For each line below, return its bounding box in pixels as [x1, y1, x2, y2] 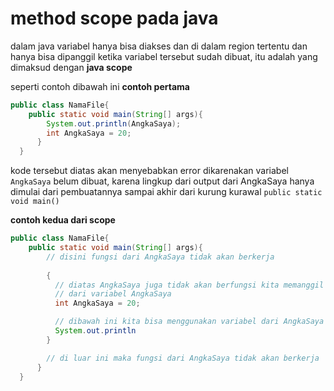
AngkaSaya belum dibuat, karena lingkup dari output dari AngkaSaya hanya [10, 175, 315, 187]
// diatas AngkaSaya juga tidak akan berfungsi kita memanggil [54, 280, 325, 290]
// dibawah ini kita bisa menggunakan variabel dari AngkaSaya [54, 317, 325, 327]
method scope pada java [10, 7, 219, 30]
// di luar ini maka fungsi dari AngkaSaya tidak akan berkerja [46, 353, 320, 363]
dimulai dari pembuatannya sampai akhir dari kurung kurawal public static [10, 186, 323, 198]
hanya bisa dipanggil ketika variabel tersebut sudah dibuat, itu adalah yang [10, 50, 318, 62]
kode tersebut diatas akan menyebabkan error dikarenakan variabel [10, 165, 289, 177]
